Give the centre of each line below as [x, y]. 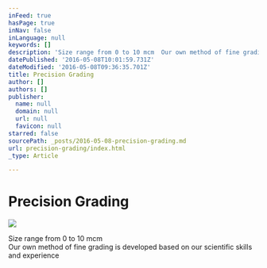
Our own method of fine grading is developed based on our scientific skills [130, 247]
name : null [33, 104]
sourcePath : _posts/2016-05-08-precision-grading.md [97, 141]
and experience [34, 255]
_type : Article [33, 155]
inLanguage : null [37, 38]
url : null [31, 119]
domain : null [37, 112]
